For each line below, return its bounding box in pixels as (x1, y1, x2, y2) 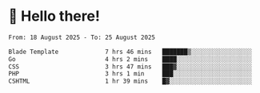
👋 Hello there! (8, 7, 100, 25)
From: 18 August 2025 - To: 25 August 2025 (8, 33, 156, 41)
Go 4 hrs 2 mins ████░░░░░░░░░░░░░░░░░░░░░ (8, 55, 252, 63)
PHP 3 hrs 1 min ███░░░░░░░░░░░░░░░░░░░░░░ (8, 70, 252, 78)
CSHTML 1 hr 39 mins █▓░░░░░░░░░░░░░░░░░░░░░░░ (8, 77, 252, 86)
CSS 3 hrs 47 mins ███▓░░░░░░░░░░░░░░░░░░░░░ (8, 63, 252, 71)
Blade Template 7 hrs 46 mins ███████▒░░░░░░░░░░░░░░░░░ (8, 48, 252, 56)
